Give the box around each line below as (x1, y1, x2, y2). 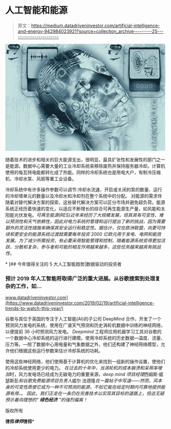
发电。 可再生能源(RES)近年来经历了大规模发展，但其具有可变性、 (22, 212, 159, 218)
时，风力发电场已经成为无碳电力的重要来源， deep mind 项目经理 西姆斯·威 (10, 371, 163, 377)
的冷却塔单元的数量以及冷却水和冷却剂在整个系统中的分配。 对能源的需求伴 (5, 193, 162, 199)
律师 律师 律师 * (5, 418, 35, 424)
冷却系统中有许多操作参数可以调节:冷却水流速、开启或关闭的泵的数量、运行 (5, 186, 162, 193)
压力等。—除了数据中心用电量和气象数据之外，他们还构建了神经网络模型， (5, 341, 161, 347)
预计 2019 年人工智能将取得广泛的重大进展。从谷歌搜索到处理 (5, 275, 156, 282)
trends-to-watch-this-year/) (5, 305, 63, 311)
